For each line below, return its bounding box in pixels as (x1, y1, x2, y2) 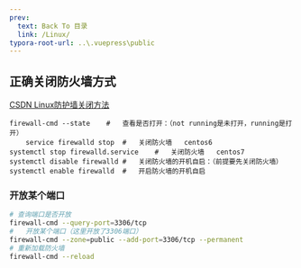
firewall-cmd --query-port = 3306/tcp (9, 219, 147, 228)
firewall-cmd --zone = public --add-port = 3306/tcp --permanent (9, 235, 244, 244)
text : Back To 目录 (17, 22, 88, 31)
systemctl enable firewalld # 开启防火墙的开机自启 (9, 167, 205, 176)
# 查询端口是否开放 (9, 210, 72, 219)
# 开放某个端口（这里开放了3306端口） (9, 227, 142, 237)
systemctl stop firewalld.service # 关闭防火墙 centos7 (9, 147, 245, 157)
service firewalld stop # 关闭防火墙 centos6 (25, 138, 214, 147)
